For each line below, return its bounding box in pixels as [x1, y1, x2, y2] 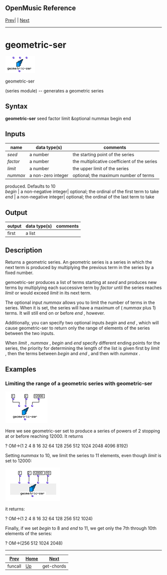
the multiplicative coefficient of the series [73, 159, 158, 165]
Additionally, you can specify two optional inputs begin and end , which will [5, 320, 159, 326]
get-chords [42, 563, 66, 569]
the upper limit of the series [73, 165, 129, 171]
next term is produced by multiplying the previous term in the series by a [5, 265, 154, 271]
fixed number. [5, 270, 34, 276]
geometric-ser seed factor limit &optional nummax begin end [5, 115, 131, 121]
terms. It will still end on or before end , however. [5, 310, 105, 316]
